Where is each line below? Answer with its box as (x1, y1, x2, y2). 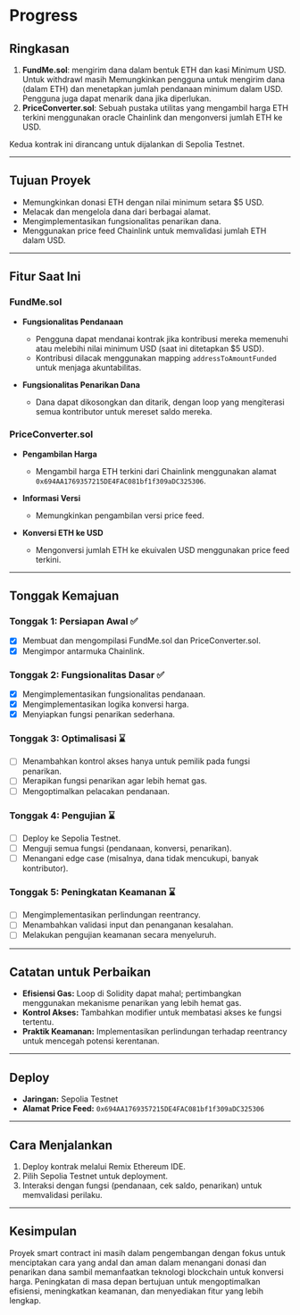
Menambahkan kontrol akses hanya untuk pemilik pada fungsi (21, 756, 251, 766)
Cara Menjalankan (9, 1137, 113, 1152)
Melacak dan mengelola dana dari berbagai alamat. (21, 206, 212, 217)
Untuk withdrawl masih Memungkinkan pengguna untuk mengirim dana (21, 74, 286, 85)
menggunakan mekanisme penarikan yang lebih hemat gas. (21, 998, 242, 1009)
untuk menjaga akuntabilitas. (35, 362, 142, 373)
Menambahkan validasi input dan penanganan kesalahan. (21, 919, 234, 930)
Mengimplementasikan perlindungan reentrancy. (21, 909, 201, 920)
